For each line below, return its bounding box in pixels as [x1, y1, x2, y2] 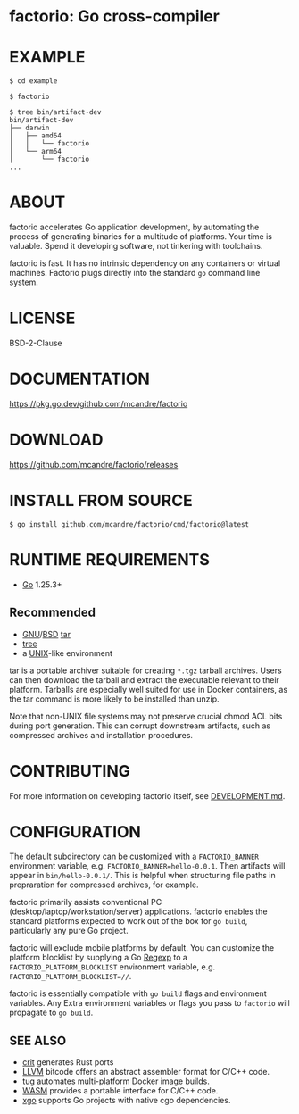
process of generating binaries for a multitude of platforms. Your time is [9, 231, 272, 242]
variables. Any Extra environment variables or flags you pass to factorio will [9, 998, 290, 1009]
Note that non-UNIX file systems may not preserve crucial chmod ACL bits [9, 711, 283, 721]
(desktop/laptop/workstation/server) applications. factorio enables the [9, 906, 268, 917]
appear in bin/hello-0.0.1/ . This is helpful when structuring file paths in [9, 870, 276, 881]
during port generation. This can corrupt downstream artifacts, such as [9, 720, 270, 731]
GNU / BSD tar [21, 628, 71, 639]
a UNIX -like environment [21, 647, 113, 658]
